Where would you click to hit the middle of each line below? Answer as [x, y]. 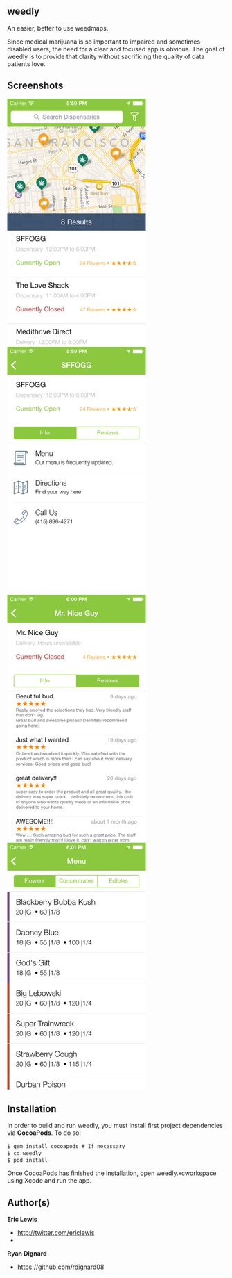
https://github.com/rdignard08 [61, 1267]
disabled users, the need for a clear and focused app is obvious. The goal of [116, 49]
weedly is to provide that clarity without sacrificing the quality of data [106, 56]
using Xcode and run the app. [50, 1181]
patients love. [27, 64]
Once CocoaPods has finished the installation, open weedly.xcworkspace [112, 1173]
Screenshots [35, 86]
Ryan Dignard [27, 1254]
